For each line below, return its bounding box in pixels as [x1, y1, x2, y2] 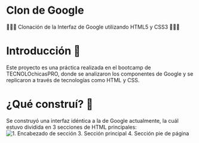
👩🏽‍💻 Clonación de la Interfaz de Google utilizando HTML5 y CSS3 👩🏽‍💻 [6, 23, 180, 30]
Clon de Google [6, 4, 84, 17]
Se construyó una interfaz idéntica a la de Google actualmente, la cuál [6, 117, 179, 124]
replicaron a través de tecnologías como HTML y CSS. [6, 76, 140, 83]
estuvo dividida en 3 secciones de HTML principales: [6, 123, 137, 130]
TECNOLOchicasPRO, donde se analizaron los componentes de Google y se [6, 70, 194, 77]
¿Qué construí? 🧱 [6, 98, 94, 111]
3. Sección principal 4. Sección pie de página [77, 129, 189, 137]
